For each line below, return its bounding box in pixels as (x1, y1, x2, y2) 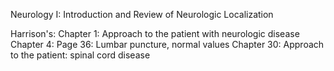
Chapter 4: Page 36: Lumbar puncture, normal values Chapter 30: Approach (10, 39, 325, 50)
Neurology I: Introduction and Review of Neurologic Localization (10, 9, 274, 20)
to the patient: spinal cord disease (10, 49, 151, 61)
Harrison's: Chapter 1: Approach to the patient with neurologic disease (10, 28, 300, 39)
